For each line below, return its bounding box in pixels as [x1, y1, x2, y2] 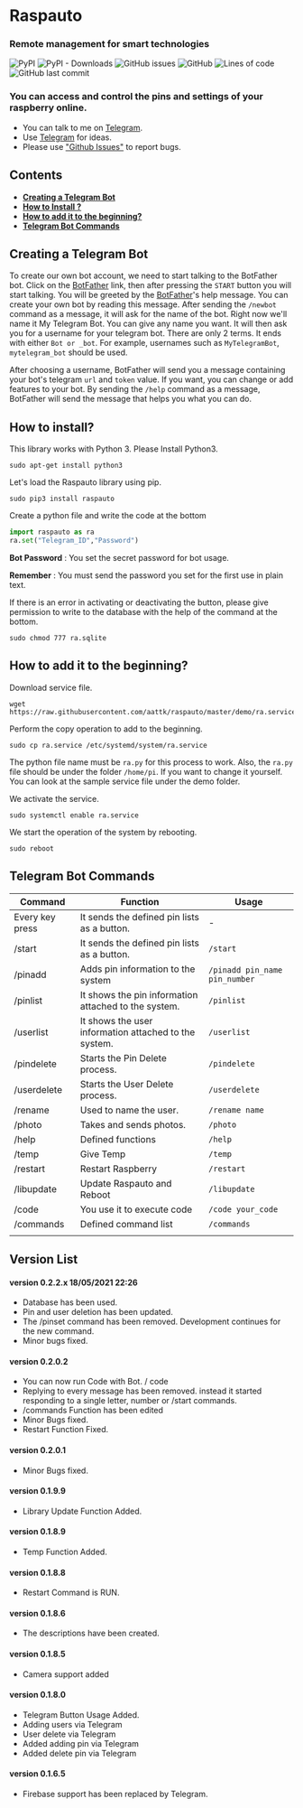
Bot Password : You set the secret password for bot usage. [9, 552, 230, 563]
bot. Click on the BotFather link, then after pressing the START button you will [9, 280, 291, 291]
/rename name [208, 1104, 264, 1115]
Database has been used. [22, 1297, 118, 1308]
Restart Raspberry [79, 1162, 158, 1175]
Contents [9, 168, 63, 183]
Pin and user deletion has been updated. [22, 1307, 173, 1318]
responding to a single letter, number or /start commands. [22, 1395, 237, 1406]
